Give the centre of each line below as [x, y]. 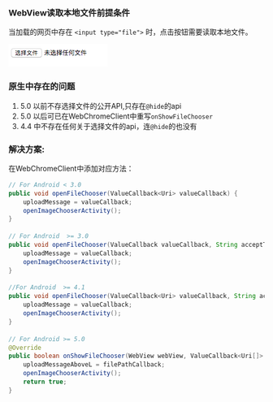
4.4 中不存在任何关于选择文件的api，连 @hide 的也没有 [108, 126]
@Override [25, 348]
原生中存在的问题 [42, 87]
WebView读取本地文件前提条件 [69, 12]
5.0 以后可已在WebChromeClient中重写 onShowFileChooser [117, 116]
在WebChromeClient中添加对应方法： [71, 168]
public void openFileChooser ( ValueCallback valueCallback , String [123, 245]
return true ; [45, 382]
